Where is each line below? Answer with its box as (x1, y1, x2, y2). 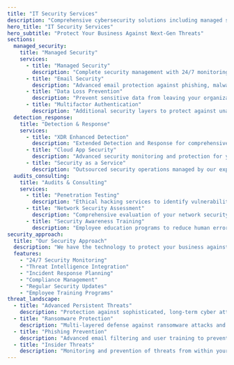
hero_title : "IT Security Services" (7, 23, 114, 30)
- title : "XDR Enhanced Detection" (25, 133, 130, 140)
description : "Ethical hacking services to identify (32, 198, 189, 206)
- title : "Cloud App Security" (25, 147, 117, 154)
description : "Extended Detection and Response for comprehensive (32, 140, 229, 147)
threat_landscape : (7, 296, 61, 303)
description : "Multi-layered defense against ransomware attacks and (19, 322, 226, 329)
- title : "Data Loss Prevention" (25, 88, 123, 95)
